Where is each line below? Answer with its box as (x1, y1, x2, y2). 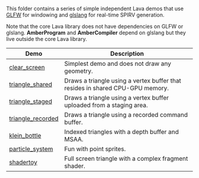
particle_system (9, 145, 53, 153)
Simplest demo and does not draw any (64, 59, 172, 68)
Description (110, 50, 144, 58)
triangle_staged (9, 97, 52, 106)
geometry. (64, 67, 93, 75)
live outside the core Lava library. (6, 36, 87, 42)
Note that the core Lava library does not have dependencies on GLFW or (6, 23, 184, 30)
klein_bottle (9, 132, 41, 139)
